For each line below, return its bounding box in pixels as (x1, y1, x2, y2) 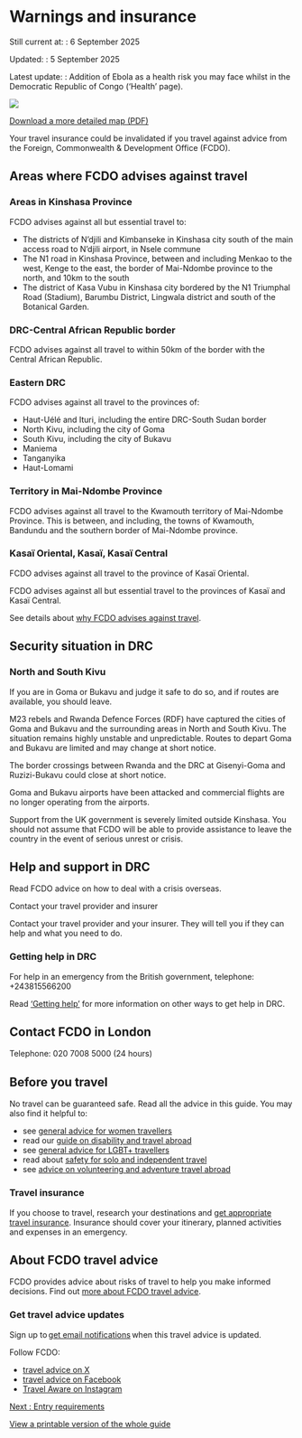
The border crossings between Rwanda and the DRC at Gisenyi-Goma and (9, 759, 286, 770)
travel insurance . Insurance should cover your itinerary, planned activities (9, 1217, 282, 1227)
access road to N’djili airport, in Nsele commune (22, 243, 201, 254)
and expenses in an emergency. (9, 1227, 128, 1237)
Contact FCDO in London (9, 1024, 151, 1039)
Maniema (22, 443, 58, 454)
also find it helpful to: (9, 1108, 88, 1119)
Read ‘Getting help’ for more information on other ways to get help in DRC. (9, 998, 286, 1009)
